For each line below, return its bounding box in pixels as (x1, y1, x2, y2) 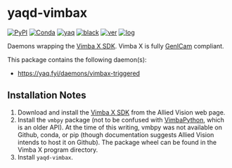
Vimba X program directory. (17, 146, 98, 154)
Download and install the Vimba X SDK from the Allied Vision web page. (17, 108, 226, 117)
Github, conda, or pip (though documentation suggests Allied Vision (17, 130, 214, 138)
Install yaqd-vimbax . (17, 153, 74, 161)
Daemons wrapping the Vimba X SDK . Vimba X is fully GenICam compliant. (7, 41, 224, 50)
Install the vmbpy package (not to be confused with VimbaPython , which (17, 115, 225, 124)
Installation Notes (7, 89, 86, 101)
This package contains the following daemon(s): (7, 55, 147, 64)
